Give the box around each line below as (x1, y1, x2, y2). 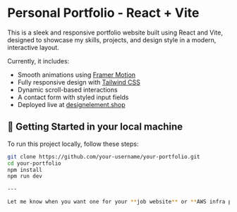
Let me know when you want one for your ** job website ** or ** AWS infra (7, 199, 226, 206)
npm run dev (7, 173, 42, 180)
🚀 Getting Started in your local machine (7, 121, 183, 133)
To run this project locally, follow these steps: (7, 139, 139, 148)
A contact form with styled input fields (17, 93, 129, 101)
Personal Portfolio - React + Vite (7, 5, 200, 21)
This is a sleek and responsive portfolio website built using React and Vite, (7, 28, 224, 37)
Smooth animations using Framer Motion (17, 70, 136, 79)
